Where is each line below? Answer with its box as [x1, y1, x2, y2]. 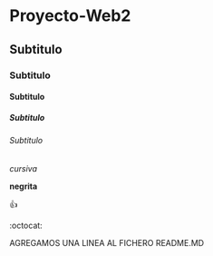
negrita [9, 181, 38, 192]
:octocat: [9, 220, 43, 231]
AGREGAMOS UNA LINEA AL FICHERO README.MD [9, 237, 205, 248]
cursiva [9, 162, 38, 173]
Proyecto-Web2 [9, 5, 131, 26]
